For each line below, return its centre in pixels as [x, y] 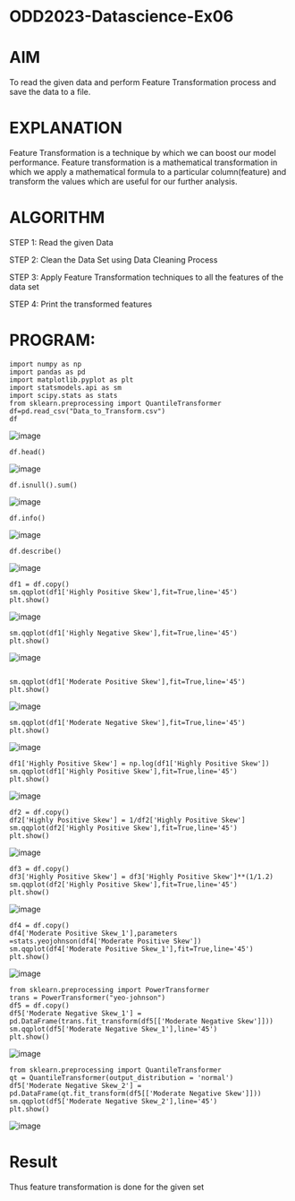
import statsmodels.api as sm [66, 387]
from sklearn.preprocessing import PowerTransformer [110, 989]
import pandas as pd [48, 372]
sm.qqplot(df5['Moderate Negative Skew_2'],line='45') [114, 1101]
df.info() [28, 518]
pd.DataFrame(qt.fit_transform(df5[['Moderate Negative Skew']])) [135, 1093]
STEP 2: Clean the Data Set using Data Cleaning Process [114, 260]
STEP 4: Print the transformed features [81, 304]
